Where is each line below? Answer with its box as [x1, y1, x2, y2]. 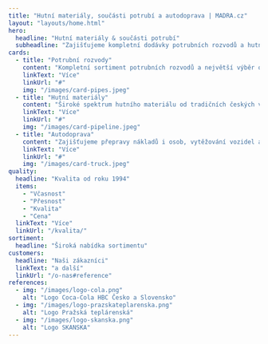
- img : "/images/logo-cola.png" [15, 287, 124, 295]
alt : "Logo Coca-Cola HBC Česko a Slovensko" [22, 294, 177, 302]
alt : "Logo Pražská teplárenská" [22, 308, 134, 316]
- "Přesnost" [22, 197, 66, 205]
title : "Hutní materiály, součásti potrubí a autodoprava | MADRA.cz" [8, 11, 248, 20]
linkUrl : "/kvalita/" [15, 227, 88, 235]
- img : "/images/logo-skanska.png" [15, 316, 134, 324]
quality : [8, 168, 37, 176]
